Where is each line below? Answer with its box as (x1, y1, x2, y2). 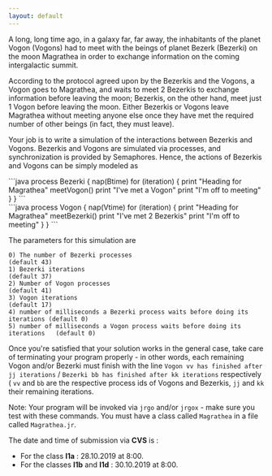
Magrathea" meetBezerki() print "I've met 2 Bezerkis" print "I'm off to (8, 210, 240, 220)
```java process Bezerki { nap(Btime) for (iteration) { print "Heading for (8, 176, 242, 186)
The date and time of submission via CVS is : (8, 435, 159, 445)
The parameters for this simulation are (8, 235, 136, 244)
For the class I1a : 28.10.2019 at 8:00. (19, 451, 145, 461)
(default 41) (8, 286, 53, 295)
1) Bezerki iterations (8, 265, 85, 273)
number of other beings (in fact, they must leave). (8, 119, 175, 128)
